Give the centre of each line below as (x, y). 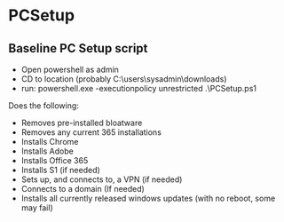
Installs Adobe (47, 151)
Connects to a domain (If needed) (83, 189)
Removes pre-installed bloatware (82, 123)
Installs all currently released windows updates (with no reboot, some (148, 198)
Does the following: (43, 106)
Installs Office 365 (55, 160)
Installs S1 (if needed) (61, 170)
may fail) (37, 208)
